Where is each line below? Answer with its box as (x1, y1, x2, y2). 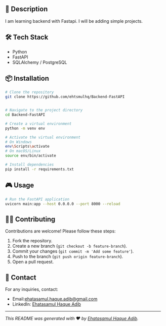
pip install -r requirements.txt (5, 166, 74, 171)
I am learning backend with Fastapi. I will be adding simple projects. (5, 18, 143, 24)
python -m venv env (5, 126, 45, 131)
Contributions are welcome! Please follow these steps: (5, 228, 116, 234)
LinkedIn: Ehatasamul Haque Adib (12, 301, 82, 307)
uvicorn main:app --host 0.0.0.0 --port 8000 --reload (5, 201, 121, 206)
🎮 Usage (5, 181, 34, 190)
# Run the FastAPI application (5, 197, 70, 202)
